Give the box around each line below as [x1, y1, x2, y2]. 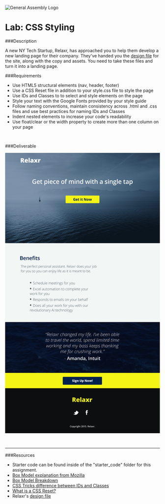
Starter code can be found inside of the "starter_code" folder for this [12, 462, 151, 468]
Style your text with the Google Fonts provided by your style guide [12, 98, 146, 104]
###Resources [5, 452, 35, 458]
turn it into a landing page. [5, 63, 58, 69]
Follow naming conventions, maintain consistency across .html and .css [12, 103, 157, 109]
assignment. [12, 467, 37, 473]
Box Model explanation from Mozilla [12, 472, 85, 478]
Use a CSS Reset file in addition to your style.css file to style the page [12, 87, 154, 93]
